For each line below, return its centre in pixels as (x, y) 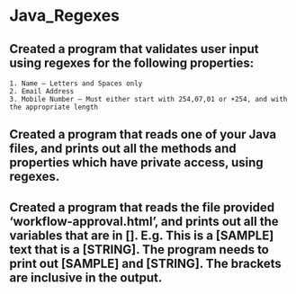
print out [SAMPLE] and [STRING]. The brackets (145, 263)
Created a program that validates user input (134, 49)
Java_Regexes (64, 16)
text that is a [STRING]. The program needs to (139, 249)
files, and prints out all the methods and (123, 149)
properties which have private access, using (136, 163)
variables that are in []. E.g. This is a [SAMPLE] (142, 235)
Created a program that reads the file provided (142, 207)
